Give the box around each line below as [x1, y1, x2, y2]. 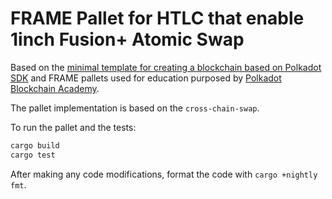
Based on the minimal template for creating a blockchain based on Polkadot [10, 61, 322, 73]
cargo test [10, 150, 56, 160]
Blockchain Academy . [10, 82, 100, 94]
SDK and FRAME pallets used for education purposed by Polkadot [10, 72, 282, 84]
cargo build [10, 140, 60, 151]
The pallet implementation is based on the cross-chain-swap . [10, 102, 260, 114]
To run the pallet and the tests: [10, 121, 137, 133]
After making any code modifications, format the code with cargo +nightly [10, 168, 318, 180]
